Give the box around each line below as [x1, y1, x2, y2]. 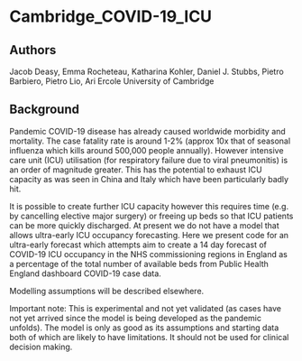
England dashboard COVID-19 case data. [9, 268, 162, 279]
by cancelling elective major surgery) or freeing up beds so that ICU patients [9, 210, 294, 221]
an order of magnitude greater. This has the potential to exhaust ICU [9, 164, 263, 175]
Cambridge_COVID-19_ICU [9, 6, 213, 27]
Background [9, 102, 79, 117]
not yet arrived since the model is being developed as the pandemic [9, 312, 261, 323]
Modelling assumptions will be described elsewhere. [9, 285, 205, 296]
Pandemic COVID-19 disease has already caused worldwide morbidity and [9, 125, 286, 136]
